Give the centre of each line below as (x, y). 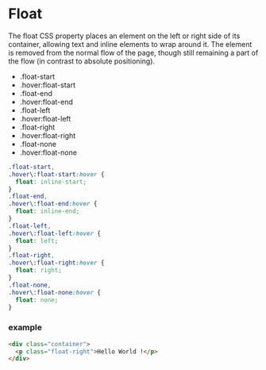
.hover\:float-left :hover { (55, 233)
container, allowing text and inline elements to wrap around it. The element (130, 44)
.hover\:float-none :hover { (55, 292)
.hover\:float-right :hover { (56, 263)
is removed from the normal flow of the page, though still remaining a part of (133, 52)
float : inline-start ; (51, 182)
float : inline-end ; (48, 211)
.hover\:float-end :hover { (53, 204)
